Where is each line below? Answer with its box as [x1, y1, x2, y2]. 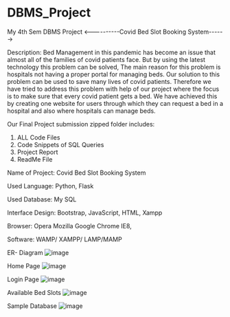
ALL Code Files [16, 133, 60, 142]
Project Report [16, 148, 58, 156]
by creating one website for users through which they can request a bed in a [7, 99, 223, 107]
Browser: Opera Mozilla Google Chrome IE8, [7, 221, 132, 230]
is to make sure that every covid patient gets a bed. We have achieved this [7, 91, 218, 100]
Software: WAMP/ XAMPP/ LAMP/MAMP [7, 235, 122, 243]
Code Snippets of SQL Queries [16, 140, 104, 149]
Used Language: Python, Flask [7, 182, 94, 190]
